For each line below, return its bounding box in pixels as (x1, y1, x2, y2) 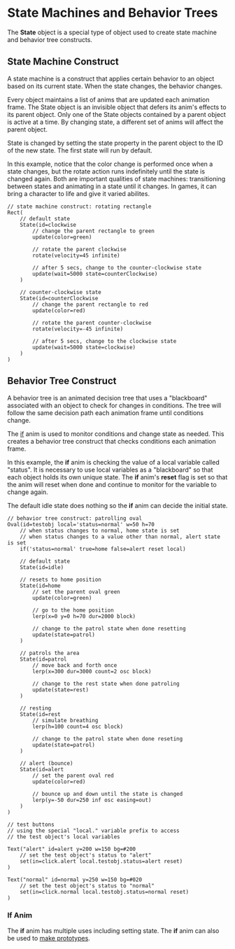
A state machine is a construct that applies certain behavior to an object (7, 74, 215, 83)
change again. (7, 488, 49, 496)
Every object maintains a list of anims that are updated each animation (7, 95, 210, 104)
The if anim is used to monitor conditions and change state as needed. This (7, 429, 225, 438)
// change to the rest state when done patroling (32, 680, 180, 687)
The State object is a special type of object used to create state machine (7, 28, 217, 36)
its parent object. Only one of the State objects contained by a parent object (7, 110, 226, 118)
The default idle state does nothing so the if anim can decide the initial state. (7, 501, 228, 509)
